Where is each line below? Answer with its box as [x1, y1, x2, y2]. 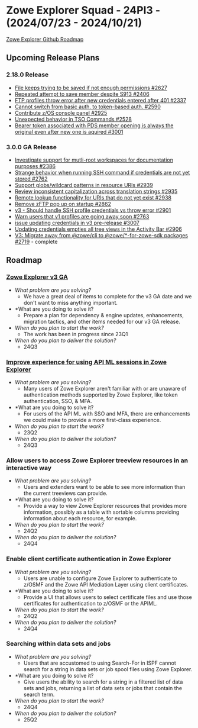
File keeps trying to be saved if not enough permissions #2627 [14, 84, 167, 91]
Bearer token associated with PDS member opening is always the [14, 122, 174, 129]
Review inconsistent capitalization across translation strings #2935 [14, 188, 178, 195]
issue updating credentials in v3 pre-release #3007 [14, 219, 140, 226]
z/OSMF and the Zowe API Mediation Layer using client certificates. [23, 581, 189, 588]
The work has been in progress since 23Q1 [23, 330, 128, 337]
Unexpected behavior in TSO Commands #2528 [14, 115, 132, 123]
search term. [23, 691, 55, 698]
